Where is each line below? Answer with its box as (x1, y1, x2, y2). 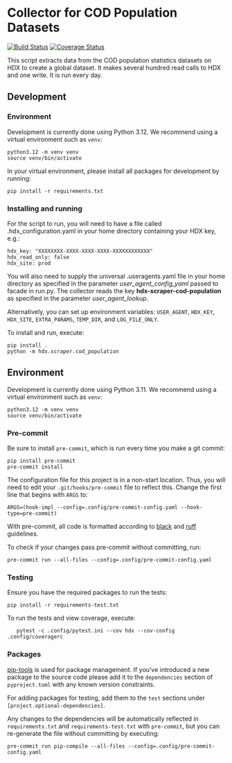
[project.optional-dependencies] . (7, 700, 105, 709)
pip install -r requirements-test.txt (7, 602, 119, 609)
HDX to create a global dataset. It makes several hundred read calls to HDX (7, 63, 222, 72)
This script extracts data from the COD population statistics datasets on (7, 56, 212, 64)
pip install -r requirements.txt (7, 188, 104, 195)
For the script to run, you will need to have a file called (7, 219, 162, 227)
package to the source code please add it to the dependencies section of (7, 673, 213, 681)
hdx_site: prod (7, 259, 51, 267)
